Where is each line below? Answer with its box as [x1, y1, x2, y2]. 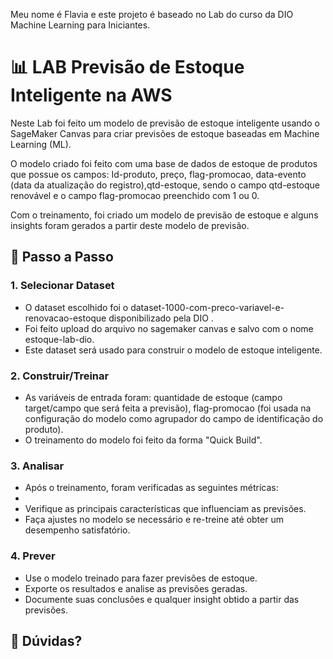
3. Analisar [10, 459, 65, 473]
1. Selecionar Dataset [10, 279, 115, 293]
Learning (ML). [10, 138, 72, 150]
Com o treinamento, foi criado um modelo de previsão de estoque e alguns [10, 209, 319, 221]
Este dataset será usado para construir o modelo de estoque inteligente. [24, 344, 323, 356]
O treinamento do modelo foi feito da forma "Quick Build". [24, 434, 263, 446]
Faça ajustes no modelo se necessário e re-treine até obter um [24, 514, 284, 526]
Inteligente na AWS [10, 84, 173, 107]
